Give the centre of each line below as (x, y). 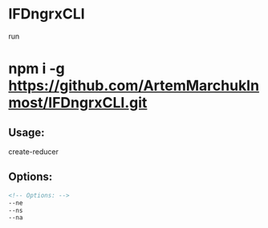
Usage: (27, 132)
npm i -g (37, 69)
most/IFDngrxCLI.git (78, 103)
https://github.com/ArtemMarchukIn (134, 86)
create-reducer (33, 151)
